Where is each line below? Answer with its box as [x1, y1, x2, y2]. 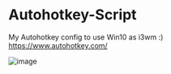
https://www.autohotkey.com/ [8, 40, 108, 50]
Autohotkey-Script [8, 6, 137, 24]
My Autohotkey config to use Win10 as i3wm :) [8, 32, 164, 42]
